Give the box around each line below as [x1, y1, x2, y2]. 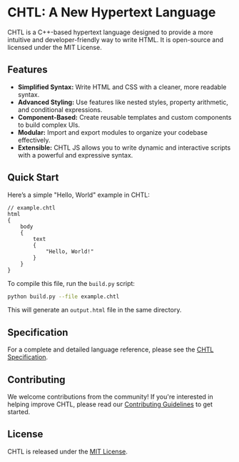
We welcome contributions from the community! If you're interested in [7, 393, 213, 401]
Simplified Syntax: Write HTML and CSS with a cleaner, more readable [17, 83, 227, 91]
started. [7, 408, 31, 416]
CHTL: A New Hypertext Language [7, 4, 216, 21]
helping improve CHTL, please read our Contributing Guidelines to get [7, 400, 213, 409]
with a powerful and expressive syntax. [17, 150, 133, 159]
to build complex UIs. [17, 120, 81, 129]
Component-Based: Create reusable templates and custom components [17, 113, 232, 121]
